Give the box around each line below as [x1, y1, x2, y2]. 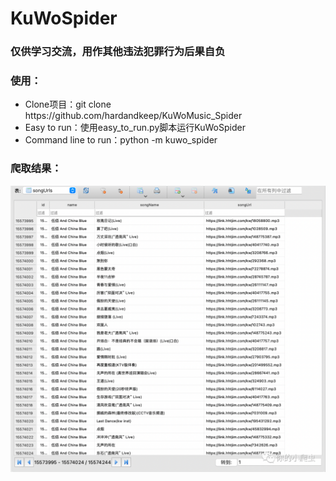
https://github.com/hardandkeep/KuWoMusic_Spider [24, 110, 243, 122]
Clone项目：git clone [24, 98, 112, 111]
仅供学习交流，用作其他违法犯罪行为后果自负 [10, 45, 226, 59]
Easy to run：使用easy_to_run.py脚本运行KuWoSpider [24, 122, 246, 134]
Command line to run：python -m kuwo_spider [24, 134, 218, 146]
